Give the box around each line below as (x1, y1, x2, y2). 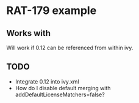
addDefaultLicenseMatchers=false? (15, 91, 105, 98)
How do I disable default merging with (15, 84, 111, 91)
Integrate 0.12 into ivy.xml (15, 77, 79, 85)
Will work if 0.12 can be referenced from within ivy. (6, 44, 134, 51)
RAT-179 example (6, 4, 97, 18)
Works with (6, 28, 51, 38)
